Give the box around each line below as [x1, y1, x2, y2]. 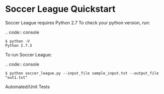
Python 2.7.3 [5, 43, 32, 48]
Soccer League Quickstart [5, 3, 116, 15]
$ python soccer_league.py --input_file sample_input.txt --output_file [5, 70, 159, 76]
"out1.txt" [5, 75, 28, 80]
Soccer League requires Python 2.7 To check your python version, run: [5, 20, 151, 26]
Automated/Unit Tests [5, 84, 50, 90]
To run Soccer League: [5, 52, 52, 58]
